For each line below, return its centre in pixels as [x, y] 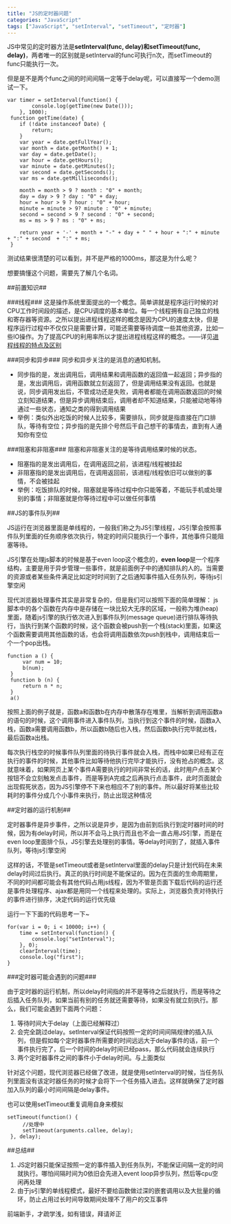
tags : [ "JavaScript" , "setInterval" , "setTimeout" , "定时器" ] [97, 26]
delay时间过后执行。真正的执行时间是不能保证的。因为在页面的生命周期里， [114, 874]
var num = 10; [43, 662]
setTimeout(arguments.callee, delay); [78, 1131]
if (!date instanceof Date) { [63, 125]
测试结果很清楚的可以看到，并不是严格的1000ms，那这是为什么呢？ [102, 258]
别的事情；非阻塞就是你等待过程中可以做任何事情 [86, 498]
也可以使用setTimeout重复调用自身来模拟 [65, 1104]
